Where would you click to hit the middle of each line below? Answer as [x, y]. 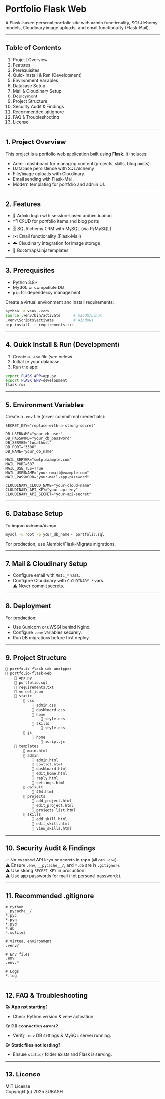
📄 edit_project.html [53, 806]
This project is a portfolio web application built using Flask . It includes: [77, 154]
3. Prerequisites [30, 270]
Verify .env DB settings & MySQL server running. [62, 1035]
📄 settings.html [48, 783]
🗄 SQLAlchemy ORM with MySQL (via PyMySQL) [62, 229]
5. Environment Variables [45, 405]
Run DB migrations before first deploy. [51, 638]
